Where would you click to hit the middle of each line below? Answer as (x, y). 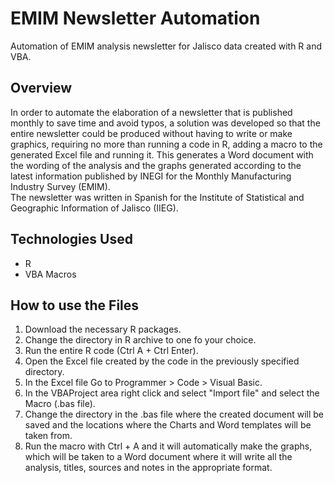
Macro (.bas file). (60, 404)
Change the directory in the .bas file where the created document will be (174, 414)
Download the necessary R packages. (103, 329)
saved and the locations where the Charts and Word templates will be (168, 425)
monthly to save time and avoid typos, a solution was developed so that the (165, 123)
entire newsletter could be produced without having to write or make (151, 133)
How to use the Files (75, 305)
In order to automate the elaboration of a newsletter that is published (151, 112)
